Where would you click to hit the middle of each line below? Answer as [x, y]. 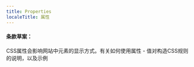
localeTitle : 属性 [28, 17]
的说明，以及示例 [27, 58]
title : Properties [29, 11]
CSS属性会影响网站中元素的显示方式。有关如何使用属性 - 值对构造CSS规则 [97, 51]
